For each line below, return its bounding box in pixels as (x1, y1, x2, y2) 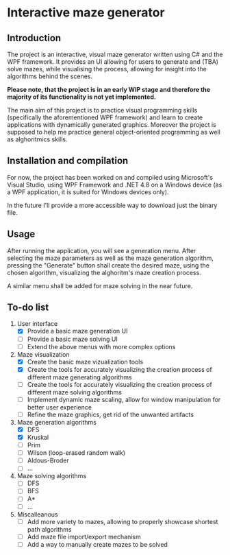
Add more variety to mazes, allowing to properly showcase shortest (27, 517, 218, 526)
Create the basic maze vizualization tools (27, 357, 144, 366)
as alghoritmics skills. (7, 135, 68, 143)
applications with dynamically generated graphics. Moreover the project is (7, 121, 217, 128)
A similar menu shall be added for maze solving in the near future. (7, 281, 193, 290)
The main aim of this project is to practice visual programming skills (7, 106, 198, 114)
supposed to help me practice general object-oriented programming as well (7, 128, 220, 136)
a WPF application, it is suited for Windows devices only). (7, 187, 169, 196)
